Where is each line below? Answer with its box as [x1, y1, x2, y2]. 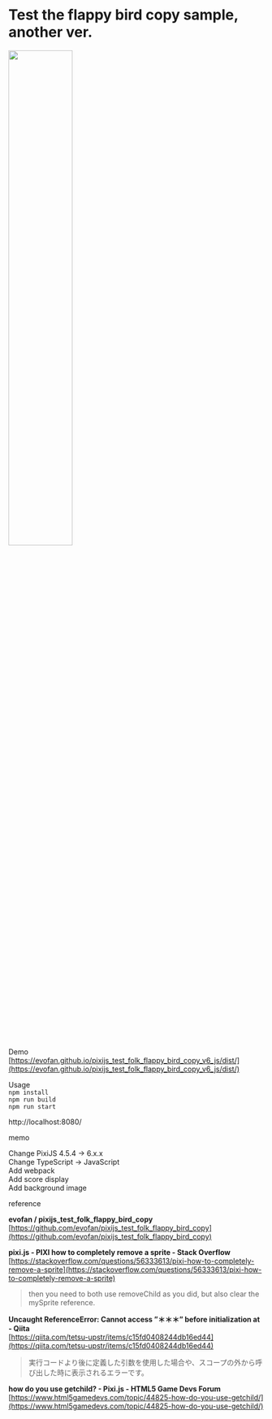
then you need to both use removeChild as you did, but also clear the [28, 1289, 260, 1299]
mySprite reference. [28, 1297, 96, 1307]
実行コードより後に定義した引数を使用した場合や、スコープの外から [28, 1357, 256, 1367]
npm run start [8, 1102, 57, 1110]
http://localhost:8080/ [8, 1117, 83, 1127]
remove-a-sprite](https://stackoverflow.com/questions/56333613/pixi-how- [8, 1265, 262, 1274]
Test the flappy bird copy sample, [8, 6, 239, 24]
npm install [8, 1088, 49, 1097]
